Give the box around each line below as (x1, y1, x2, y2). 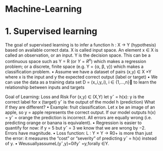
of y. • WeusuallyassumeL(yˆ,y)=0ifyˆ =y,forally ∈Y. (5, 140, 109, 146)
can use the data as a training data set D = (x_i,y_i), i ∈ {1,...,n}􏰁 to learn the (5, 79, 157, 85)
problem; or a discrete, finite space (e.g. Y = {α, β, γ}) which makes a (5, 64, 144, 69)
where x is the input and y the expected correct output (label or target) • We (5, 74, 158, 80)
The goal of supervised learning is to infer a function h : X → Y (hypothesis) (5, 42, 157, 48)
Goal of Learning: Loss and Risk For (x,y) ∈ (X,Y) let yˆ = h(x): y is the (5, 94, 145, 100)
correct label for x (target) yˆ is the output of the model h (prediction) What (5, 99, 155, 105)
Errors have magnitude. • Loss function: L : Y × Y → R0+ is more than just (5, 130, 152, 136)
